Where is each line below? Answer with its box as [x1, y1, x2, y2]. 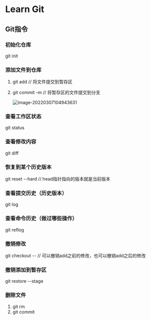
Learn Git [5, 4, 44, 15]
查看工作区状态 [5, 113, 42, 120]
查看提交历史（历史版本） [5, 190, 67, 197]
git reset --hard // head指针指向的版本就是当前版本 [5, 176, 111, 182]
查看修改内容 [5, 138, 37, 145]
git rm [12, 303, 25, 309]
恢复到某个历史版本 [5, 164, 52, 171]
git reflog [5, 226, 24, 232]
